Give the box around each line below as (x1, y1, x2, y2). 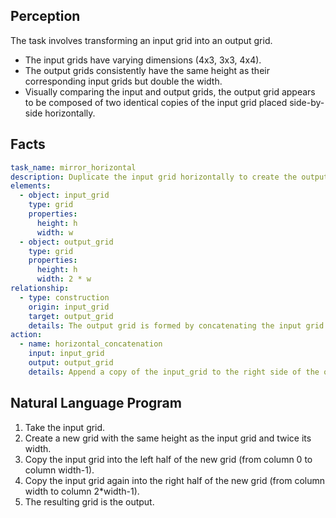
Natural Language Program (10, 395, 182, 412)
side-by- (289, 96, 325, 108)
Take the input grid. (24, 421, 106, 433)
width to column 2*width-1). (24, 485, 140, 497)
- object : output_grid (19, 237, 114, 247)
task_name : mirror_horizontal (10, 162, 137, 173)
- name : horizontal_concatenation (19, 339, 163, 349)
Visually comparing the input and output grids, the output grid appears (24, 85, 316, 98)
